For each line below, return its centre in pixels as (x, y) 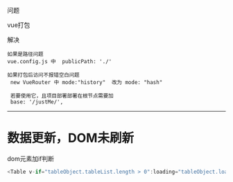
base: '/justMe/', (37, 102)
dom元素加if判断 (31, 158)
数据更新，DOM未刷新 (70, 138)
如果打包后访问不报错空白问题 (43, 75)
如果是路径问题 (25, 54)
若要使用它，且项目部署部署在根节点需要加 (62, 96)
